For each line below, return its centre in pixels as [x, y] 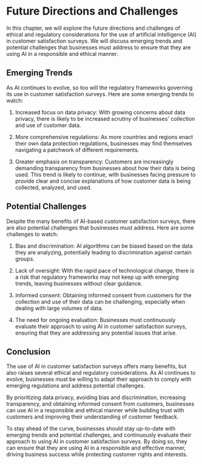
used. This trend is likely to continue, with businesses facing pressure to [105, 174]
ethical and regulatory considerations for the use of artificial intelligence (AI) [102, 34]
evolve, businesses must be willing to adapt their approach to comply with [99, 379]
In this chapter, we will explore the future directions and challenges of [93, 28]
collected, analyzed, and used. [53, 187]
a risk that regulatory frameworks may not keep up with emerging [97, 277]
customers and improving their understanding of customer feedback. [93, 417]
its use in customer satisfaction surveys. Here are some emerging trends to [100, 94]
